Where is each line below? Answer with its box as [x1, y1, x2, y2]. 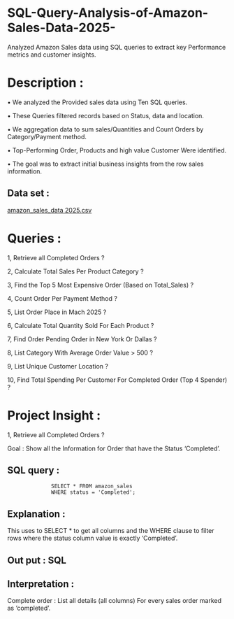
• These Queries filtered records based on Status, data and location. [7, 111, 205, 120]
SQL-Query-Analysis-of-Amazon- [7, 5, 208, 21]
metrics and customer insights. [7, 50, 96, 59]
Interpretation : [7, 578, 75, 590]
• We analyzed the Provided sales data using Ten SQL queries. [7, 98, 188, 106]
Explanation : [7, 508, 66, 520]
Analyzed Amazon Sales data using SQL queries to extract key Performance [7, 43, 226, 51]
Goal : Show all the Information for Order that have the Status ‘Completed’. [7, 444, 221, 453]
